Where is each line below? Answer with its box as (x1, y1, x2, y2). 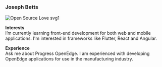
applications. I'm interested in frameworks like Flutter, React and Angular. (5, 35, 157, 41)
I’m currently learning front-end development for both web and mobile (5, 30, 151, 36)
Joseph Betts (5, 4, 39, 11)
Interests (5, 25, 25, 31)
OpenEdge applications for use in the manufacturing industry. (5, 56, 134, 62)
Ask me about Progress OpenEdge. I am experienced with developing (5, 50, 150, 56)
